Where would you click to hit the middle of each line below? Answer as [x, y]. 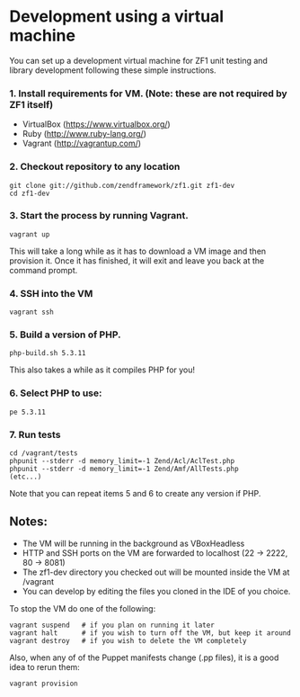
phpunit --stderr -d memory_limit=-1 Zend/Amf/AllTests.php [124, 469]
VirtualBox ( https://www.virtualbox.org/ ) [96, 124]
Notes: [28, 522]
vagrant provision [44, 684]
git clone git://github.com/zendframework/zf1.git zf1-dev [122, 185]
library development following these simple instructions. [113, 70]
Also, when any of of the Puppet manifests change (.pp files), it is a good [144, 657]
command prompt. [44, 270]
